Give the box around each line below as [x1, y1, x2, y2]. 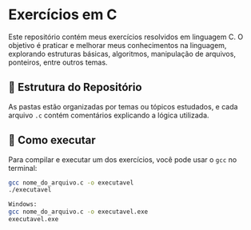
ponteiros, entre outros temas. [8, 57, 108, 67]
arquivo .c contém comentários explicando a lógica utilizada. [8, 110, 209, 120]
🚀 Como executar [8, 133, 96, 147]
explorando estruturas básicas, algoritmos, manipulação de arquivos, [8, 49, 236, 58]
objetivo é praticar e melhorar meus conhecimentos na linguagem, [8, 40, 227, 50]
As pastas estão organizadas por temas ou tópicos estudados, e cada [8, 101, 238, 111]
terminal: [8, 163, 38, 172]
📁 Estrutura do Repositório [8, 81, 142, 94]
